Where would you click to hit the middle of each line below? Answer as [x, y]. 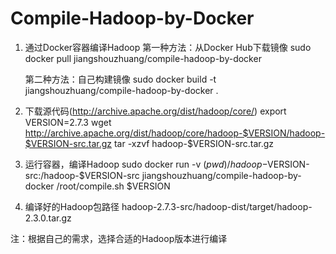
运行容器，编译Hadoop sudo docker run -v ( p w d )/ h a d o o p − [146, 164]
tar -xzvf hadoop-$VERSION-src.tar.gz [194, 143]
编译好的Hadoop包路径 [72, 206]
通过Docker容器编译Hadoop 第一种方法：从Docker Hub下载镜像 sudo [168, 47]
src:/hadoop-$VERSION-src [82, 175]
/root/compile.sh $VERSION [113, 186]
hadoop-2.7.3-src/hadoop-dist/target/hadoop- [217, 206]
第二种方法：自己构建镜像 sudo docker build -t [120, 79]
